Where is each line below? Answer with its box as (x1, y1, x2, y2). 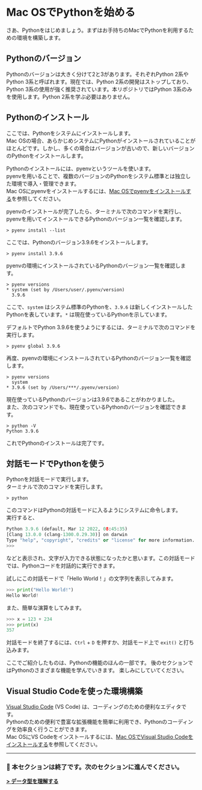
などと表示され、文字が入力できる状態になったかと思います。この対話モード (6, 554, 195, 561)
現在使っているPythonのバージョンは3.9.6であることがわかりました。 (6, 395, 179, 403)
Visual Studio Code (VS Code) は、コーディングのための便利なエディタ (6, 703, 182, 711)
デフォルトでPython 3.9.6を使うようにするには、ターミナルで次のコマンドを (6, 323, 196, 331)
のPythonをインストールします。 (6, 152, 87, 159)
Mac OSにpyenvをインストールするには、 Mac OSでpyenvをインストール (6, 187, 186, 194)
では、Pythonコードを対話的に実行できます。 (6, 562, 118, 569)
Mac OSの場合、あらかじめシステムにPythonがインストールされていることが (6, 137, 196, 144)
